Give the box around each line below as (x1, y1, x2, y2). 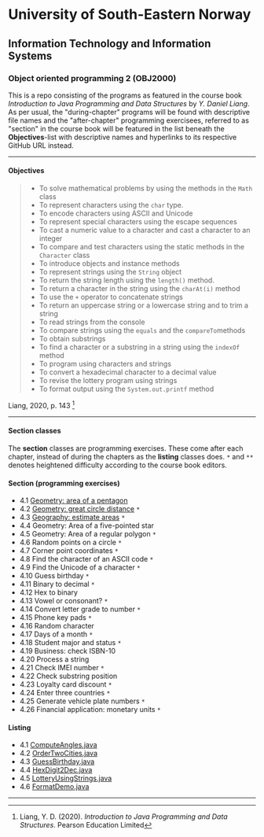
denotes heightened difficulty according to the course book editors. (8, 460, 228, 470)
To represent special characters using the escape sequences (38, 217, 237, 227)
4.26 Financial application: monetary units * (19, 705, 161, 714)
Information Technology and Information (8, 37, 211, 50)
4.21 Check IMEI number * (19, 663, 104, 673)
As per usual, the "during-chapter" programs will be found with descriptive (8, 107, 251, 116)
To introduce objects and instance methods (38, 259, 180, 268)
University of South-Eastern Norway (8, 6, 251, 24)
